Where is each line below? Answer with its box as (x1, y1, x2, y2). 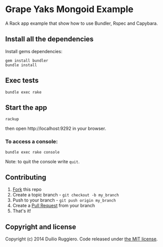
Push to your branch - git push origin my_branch (12, 197, 116, 203)
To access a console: (5, 138, 58, 145)
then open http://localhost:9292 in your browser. (5, 125, 106, 132)
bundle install (5, 62, 37, 68)
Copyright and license (5, 222, 77, 231)
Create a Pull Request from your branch (12, 203, 95, 209)
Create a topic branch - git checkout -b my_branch (12, 192, 119, 198)
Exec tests (5, 76, 39, 85)
